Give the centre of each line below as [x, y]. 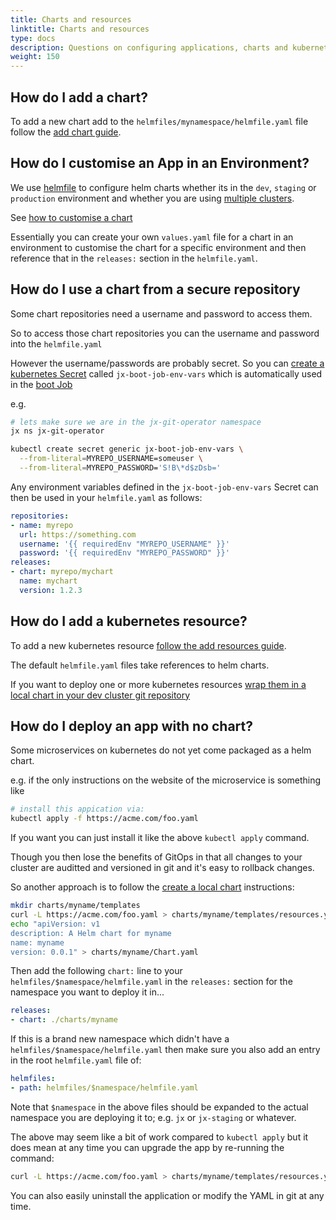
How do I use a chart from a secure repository [155, 289]
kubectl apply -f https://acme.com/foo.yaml [104, 819]
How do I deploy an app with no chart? [132, 726]
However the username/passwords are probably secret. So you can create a [167, 363]
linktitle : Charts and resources [80, 29]
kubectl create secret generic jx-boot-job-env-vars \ [127, 449]
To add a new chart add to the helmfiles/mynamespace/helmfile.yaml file [159, 121]
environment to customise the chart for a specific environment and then [158, 247]
